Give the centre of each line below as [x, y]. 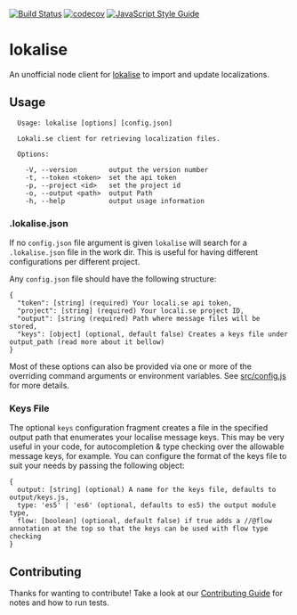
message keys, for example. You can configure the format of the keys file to [148, 456]
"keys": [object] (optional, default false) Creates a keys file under [153, 334]
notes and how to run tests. [59, 603]
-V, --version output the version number [117, 169]
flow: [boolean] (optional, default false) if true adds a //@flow [145, 521]
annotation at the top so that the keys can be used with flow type [139, 529]
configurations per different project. [75, 262]
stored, [24, 327]
